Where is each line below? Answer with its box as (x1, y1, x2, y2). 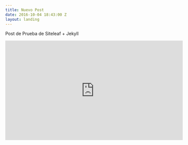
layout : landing (5, 17, 40, 22)
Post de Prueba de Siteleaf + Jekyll (5, 31, 79, 37)
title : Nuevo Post (5, 7, 44, 13)
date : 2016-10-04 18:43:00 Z (5, 12, 67, 17)
